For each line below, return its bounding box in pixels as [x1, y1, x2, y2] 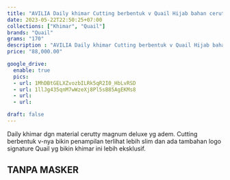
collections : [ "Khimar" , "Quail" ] [7, 23, 106, 29]
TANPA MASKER [7, 164, 79, 176]
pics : [13, 73, 29, 80]
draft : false [7, 111, 44, 118]
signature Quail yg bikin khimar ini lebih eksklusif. [7, 144, 146, 153]
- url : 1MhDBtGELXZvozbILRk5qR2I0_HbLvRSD [13, 79, 136, 86]
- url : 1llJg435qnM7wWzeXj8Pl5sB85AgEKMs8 [13, 86, 136, 93]
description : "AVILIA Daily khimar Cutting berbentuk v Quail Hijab [7, 42, 210, 49]
